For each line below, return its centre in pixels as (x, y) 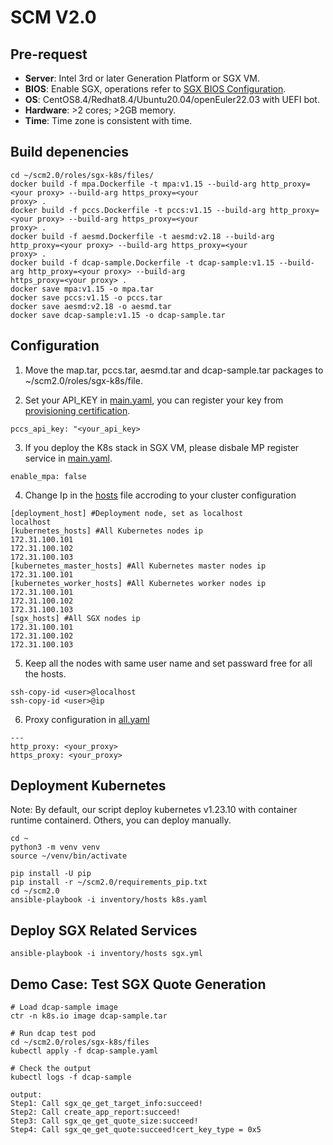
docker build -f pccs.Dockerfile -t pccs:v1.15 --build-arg (138, 210)
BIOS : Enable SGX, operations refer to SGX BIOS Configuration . (155, 89)
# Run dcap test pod (53, 1034)
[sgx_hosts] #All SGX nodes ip (75, 618)
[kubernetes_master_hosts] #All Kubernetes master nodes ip (138, 566)
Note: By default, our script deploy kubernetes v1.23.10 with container (154, 810)
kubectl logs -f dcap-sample (71, 1077)
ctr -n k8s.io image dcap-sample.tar (89, 1016)
